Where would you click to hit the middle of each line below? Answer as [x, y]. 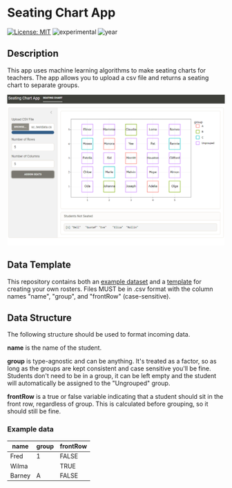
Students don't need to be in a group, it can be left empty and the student [112, 376]
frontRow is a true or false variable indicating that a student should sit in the [115, 397]
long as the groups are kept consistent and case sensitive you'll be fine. [109, 368]
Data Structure [40, 318]
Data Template [39, 265]
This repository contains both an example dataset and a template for [104, 281]
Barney [20, 476]
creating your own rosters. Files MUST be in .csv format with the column [110, 289]
